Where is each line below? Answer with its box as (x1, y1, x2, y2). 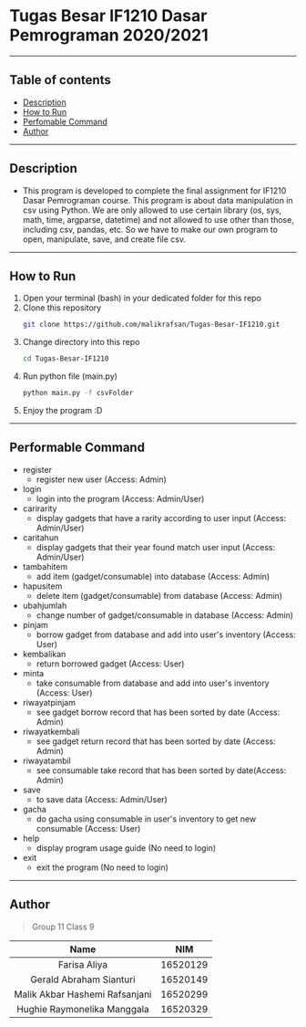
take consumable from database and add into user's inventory (36, 677, 270, 688)
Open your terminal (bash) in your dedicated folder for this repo (22, 293, 262, 304)
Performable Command (9, 440, 146, 456)
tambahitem (22, 561, 68, 571)
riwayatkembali (22, 726, 80, 737)
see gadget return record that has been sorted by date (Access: (36, 736, 276, 747)
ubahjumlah (22, 600, 67, 611)
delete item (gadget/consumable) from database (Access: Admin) (36, 590, 283, 601)
